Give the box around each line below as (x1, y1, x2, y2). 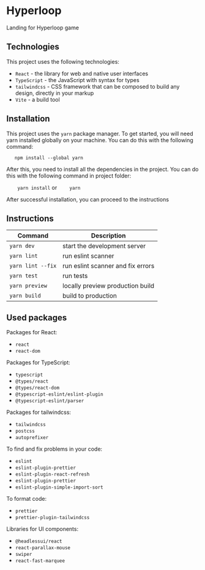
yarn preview (9, 282, 48, 290)
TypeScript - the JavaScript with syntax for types (15, 76, 140, 83)
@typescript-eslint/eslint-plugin (15, 391, 103, 398)
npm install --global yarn (14, 154, 84, 161)
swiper (15, 552, 32, 558)
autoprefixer (15, 435, 49, 441)
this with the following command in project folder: (6, 172, 132, 179)
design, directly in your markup (15, 89, 94, 97)
